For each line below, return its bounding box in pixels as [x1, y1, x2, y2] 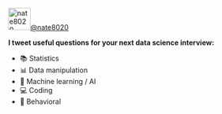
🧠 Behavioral [19, 97, 62, 106]
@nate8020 [30, 23, 70, 31]
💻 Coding [19, 86, 53, 94]
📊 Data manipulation [19, 65, 88, 75]
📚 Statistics [19, 53, 59, 63]
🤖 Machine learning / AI [19, 77, 96, 86]
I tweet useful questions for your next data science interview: [8, 38, 215, 47]
